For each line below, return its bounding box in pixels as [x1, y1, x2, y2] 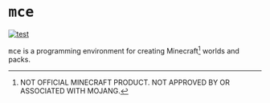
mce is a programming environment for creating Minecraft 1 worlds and [8, 44, 239, 55]
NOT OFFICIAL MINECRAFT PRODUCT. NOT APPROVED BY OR [19, 77, 231, 87]
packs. [8, 54, 31, 64]
